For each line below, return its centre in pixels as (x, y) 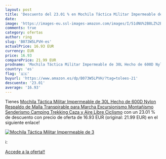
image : (12, 23)
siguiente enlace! (22, 122)
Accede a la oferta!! (25, 152)
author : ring (19, 37)
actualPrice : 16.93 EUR (30, 46)
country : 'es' (20, 69)
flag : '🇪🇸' (17, 74)
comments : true (21, 28)
